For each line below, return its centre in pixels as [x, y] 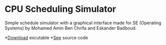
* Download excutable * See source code [46, 38]
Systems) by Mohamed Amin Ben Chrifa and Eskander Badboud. [71, 28]
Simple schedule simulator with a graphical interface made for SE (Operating [83, 23]
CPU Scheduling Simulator [60, 9]
